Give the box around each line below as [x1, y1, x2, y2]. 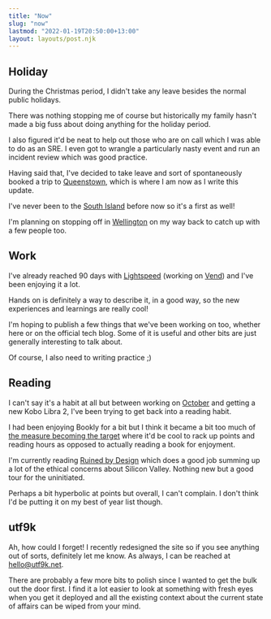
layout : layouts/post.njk [8, 34, 96, 43]
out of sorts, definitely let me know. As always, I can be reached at [8, 551, 231, 560]
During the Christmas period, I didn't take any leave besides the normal [8, 86, 247, 96]
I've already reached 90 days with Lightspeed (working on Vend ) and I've [8, 270, 254, 281]
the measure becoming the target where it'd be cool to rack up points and [8, 430, 256, 440]
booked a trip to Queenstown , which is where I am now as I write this [8, 177, 239, 187]
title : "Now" [8, 11, 53, 20]
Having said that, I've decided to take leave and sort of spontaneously [8, 168, 243, 178]
